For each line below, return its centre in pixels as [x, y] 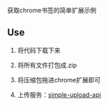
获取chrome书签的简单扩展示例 [52, 10]
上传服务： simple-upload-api [59, 94]
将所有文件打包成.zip [47, 65]
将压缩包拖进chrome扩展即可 [59, 79]
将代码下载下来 [39, 50]
